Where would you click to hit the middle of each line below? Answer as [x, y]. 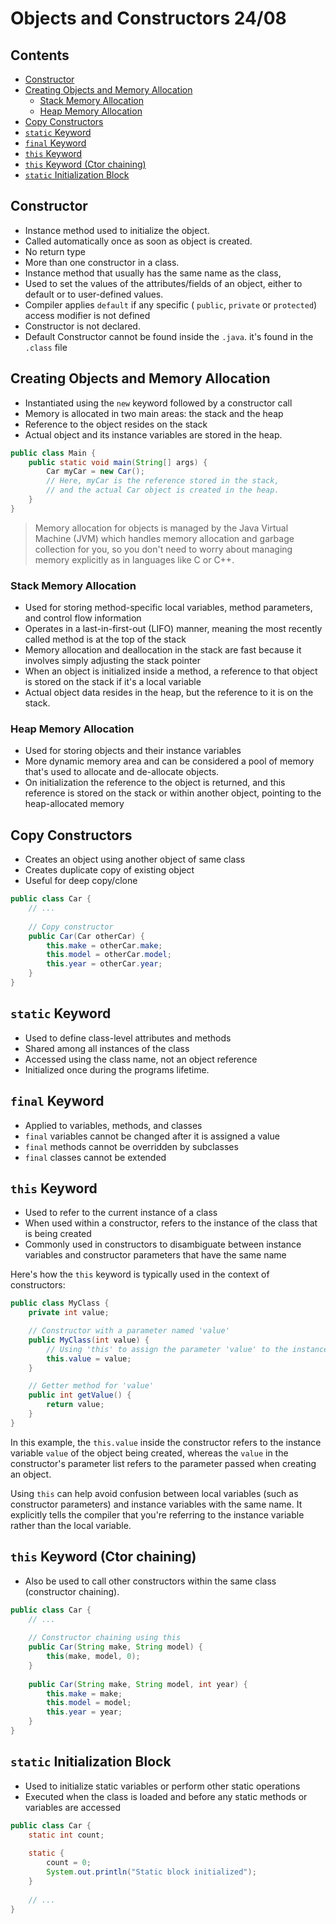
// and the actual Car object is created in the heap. [163, 490]
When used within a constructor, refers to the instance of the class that [171, 1223]
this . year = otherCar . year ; [104, 964]
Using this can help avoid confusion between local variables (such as [154, 1493]
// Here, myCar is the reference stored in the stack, [163, 481]
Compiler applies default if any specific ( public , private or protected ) [171, 304]
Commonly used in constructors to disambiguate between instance [163, 1244]
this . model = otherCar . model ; [109, 955]
